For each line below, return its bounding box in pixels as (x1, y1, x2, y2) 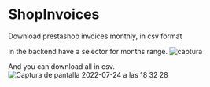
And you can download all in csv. (8, 61, 116, 71)
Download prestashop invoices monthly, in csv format (8, 31, 182, 41)
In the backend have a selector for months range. (8, 46, 168, 56)
